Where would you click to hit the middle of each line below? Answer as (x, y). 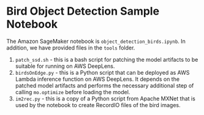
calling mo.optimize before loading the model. (73, 92)
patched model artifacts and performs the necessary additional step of (104, 85)
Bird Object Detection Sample (83, 11)
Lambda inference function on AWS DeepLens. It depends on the (97, 79)
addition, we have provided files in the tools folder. (71, 48)
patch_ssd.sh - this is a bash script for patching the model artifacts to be (107, 59)
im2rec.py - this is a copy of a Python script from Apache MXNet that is (105, 98)
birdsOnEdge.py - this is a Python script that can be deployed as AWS (102, 72)
